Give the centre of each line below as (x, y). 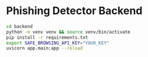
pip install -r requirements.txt (47, 37)
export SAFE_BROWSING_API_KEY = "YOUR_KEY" (58, 43)
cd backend (19, 26)
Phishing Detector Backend (74, 11)
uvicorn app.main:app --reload (45, 48)
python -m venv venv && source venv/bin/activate (68, 32)
